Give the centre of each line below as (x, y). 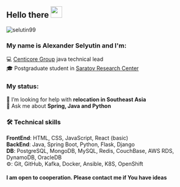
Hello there (28, 15)
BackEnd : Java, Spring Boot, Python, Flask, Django (71, 144)
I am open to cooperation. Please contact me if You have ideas (87, 178)
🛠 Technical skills (34, 122)
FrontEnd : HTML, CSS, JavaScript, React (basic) (67, 138)
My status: (23, 86)
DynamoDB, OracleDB (34, 157)
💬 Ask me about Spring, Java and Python (59, 106)
